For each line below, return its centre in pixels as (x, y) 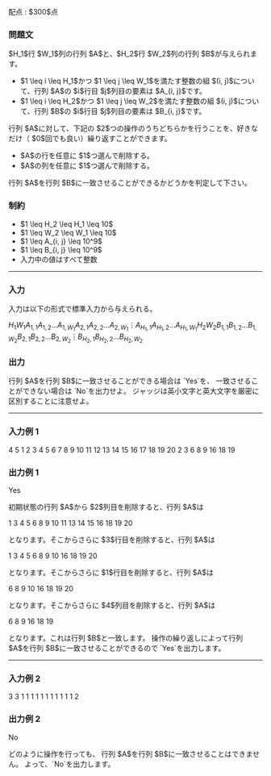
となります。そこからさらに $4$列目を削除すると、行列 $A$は (112, 605)
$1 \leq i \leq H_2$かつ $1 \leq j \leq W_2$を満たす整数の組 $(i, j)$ (129, 101)
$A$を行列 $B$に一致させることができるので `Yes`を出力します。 (117, 649)
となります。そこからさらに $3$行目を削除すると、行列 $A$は (112, 540)
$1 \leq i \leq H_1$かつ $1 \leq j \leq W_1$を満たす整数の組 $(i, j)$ (127, 81)
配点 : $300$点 (33, 12)
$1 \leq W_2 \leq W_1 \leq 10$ (68, 232)
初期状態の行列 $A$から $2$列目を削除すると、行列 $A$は (106, 507)
